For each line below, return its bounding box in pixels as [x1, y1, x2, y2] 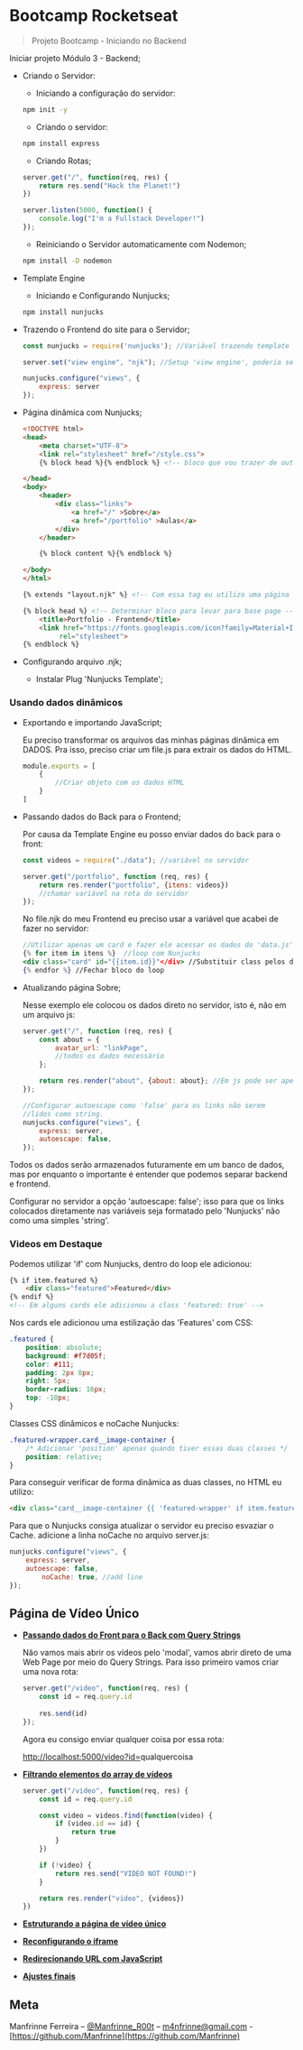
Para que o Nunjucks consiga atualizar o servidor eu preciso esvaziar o [9, 1520, 274, 1531]
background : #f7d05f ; [25, 1351, 106, 1361]
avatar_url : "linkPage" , [55, 1043, 149, 1052]
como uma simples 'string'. [9, 1215, 110, 1226]
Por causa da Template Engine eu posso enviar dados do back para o [22, 828, 281, 839]
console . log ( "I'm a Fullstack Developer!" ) [39, 214, 206, 224]
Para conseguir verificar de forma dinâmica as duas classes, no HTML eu [9, 1477, 282, 1488]
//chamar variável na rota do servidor [39, 889, 189, 898]
